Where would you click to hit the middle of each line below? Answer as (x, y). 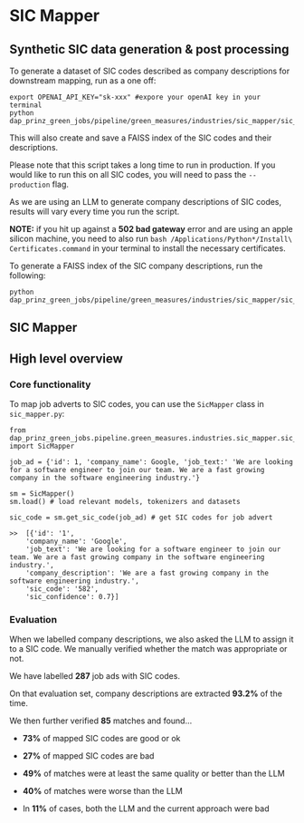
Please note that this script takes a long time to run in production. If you (142, 165)
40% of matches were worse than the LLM (102, 791)
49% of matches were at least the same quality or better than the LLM (153, 774)
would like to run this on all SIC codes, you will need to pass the (128, 174)
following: (28, 276)
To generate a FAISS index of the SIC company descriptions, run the (136, 266)
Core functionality (50, 384)
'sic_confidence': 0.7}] (72, 597)
